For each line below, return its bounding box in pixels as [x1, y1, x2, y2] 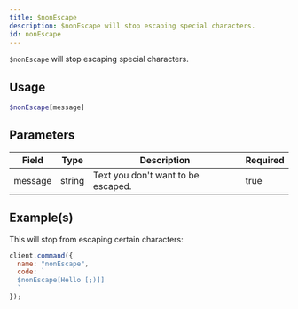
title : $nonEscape [9, 12, 77, 22]
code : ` [17, 267, 46, 276]
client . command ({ [9, 250, 74, 260]
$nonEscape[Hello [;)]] [17, 276, 105, 285]
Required [245, 154, 285, 166]
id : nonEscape [9, 29, 62, 38]
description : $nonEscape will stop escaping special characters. [9, 21, 255, 30]
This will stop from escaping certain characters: [9, 234, 184, 244]
